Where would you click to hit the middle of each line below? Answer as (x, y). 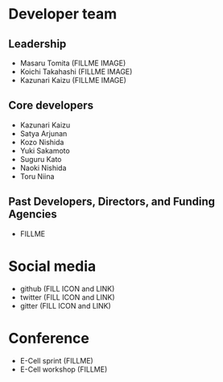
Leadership (37, 44)
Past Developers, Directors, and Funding (112, 202)
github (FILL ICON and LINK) (67, 289)
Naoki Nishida (43, 168)
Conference (49, 338)
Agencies (33, 214)
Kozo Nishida (42, 142)
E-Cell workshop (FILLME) (64, 369)
